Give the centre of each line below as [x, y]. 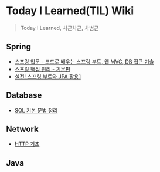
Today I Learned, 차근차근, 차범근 [59, 28]
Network [23, 129]
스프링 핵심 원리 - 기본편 [42, 69]
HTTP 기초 [27, 144]
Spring [18, 47]
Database [24, 95]
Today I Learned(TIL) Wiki [70, 11]
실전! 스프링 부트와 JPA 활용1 [47, 76]
